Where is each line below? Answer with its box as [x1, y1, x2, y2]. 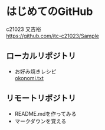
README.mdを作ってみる [14, 110, 77, 117]
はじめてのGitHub [6, 5, 93, 18]
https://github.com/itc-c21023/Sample [6, 32, 99, 39]
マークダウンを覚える [14, 118, 67, 125]
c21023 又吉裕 [6, 26, 41, 33]
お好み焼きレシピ [14, 68, 57, 75]
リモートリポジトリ [6, 93, 76, 103]
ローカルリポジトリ [6, 51, 76, 61]
